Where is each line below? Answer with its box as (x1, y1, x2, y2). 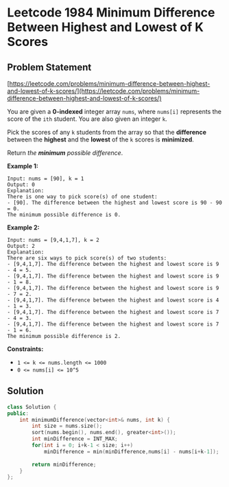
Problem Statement (7, 61, 92, 73)
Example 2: (7, 223, 40, 231)
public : (7, 410, 29, 417)
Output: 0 (7, 181, 36, 188)
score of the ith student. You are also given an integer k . (7, 115, 168, 123)
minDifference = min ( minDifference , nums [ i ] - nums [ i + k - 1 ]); (43, 448, 219, 455)
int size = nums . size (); (32, 422, 103, 430)
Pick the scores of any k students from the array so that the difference (7, 128, 207, 136)
